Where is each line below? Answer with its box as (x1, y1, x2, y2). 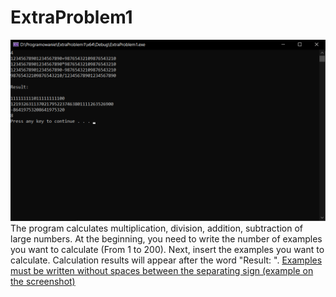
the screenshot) (10, 276, 76, 288)
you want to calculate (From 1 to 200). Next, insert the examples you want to (10, 244, 325, 256)
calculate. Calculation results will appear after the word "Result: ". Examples (10, 254, 323, 266)
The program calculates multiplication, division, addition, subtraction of (10, 222, 303, 235)
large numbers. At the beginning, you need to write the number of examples (10, 233, 323, 245)
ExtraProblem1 (10, 6, 133, 29)
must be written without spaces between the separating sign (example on (10, 265, 314, 277)
